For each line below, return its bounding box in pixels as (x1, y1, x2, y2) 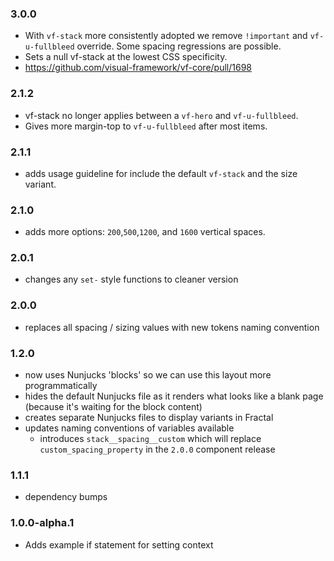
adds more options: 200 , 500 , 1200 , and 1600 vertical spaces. (24, 226, 266, 238)
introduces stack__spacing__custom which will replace (39, 433, 262, 445)
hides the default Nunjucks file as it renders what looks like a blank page (24, 390, 324, 402)
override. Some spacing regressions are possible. (76, 40, 282, 52)
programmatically (24, 380, 98, 392)
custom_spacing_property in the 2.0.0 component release (39, 443, 276, 456)
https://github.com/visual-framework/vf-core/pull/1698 (24, 62, 252, 74)
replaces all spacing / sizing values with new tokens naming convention (24, 321, 320, 333)
